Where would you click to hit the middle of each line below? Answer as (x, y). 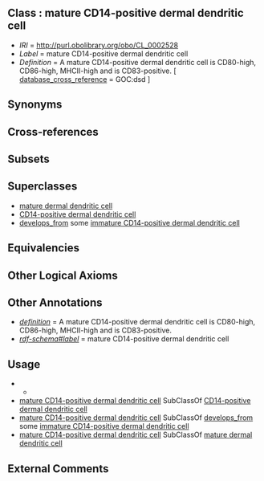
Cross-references (53, 132)
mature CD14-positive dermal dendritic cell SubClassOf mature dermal (136, 435)
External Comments (58, 469)
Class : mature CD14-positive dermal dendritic (126, 13)
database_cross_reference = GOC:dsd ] (85, 79)
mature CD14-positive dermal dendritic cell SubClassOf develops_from (136, 418)
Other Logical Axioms (63, 275)
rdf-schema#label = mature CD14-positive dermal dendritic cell (124, 339)
